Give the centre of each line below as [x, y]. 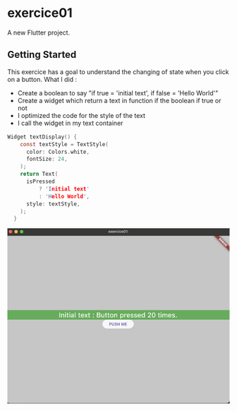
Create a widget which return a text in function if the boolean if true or [119, 100]
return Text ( [39, 174]
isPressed [40, 181]
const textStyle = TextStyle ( [65, 144]
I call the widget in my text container [70, 123]
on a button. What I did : [42, 79]
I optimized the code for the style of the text [81, 115]
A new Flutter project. [39, 32]
